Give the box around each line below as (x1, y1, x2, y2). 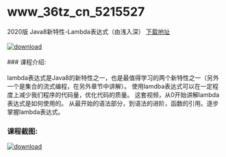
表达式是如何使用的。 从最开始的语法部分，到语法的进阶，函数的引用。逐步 (7, 99, 219, 107)
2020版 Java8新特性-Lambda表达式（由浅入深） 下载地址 (7, 27, 171, 35)
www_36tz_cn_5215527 (7, 4, 145, 20)
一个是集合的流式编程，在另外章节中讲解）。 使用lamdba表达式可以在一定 (7, 82, 213, 90)
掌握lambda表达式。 (7, 107, 64, 116)
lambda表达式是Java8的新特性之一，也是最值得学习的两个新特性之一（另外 (7, 73, 219, 82)
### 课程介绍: (7, 57, 47, 66)
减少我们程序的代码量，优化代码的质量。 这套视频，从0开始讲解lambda (18, 90, 220, 99)
